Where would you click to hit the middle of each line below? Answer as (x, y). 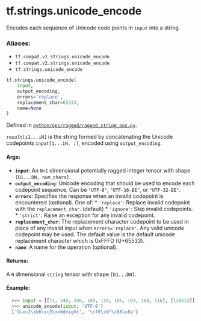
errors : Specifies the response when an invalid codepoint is (89, 196)
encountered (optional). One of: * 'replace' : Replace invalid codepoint (102, 202)
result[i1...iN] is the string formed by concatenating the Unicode (90, 137)
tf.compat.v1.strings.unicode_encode (62, 57)
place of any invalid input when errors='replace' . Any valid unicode (100, 228)
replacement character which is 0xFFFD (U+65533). (80, 240)
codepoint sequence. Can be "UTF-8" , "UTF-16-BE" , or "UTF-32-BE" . (98, 189)
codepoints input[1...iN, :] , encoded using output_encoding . (84, 143)
